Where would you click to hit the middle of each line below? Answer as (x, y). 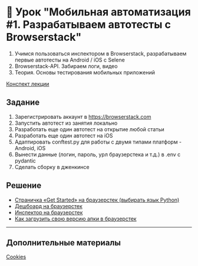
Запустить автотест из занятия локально (66, 123)
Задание (23, 103)
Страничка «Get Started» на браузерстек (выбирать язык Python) (97, 200)
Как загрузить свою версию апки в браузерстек (75, 219)
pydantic (25, 160)
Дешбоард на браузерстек (48, 206)
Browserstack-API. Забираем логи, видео (66, 66)
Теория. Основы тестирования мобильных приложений (85, 72)
